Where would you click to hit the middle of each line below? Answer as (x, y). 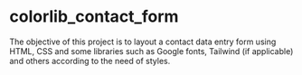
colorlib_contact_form (94, 17)
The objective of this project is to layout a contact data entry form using (143, 42)
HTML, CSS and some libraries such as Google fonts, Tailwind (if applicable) (151, 51)
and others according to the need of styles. (90, 61)
